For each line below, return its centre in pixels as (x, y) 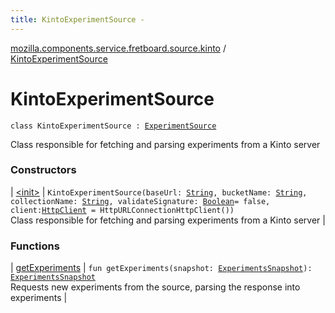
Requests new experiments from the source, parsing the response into (155, 287)
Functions (35, 246)
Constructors (43, 170)
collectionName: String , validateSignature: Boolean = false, (140, 201)
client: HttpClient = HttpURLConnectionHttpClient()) (122, 210)
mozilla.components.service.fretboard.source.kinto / (118, 48)
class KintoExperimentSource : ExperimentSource (113, 126)
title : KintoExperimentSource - (77, 19)
